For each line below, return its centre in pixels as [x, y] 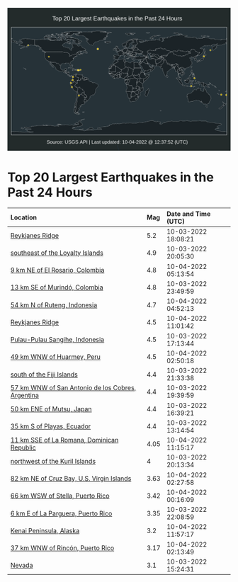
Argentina [24, 395]
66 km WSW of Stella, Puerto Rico [60, 496]
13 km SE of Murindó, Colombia [57, 287]
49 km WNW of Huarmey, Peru [56, 357]
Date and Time [188, 214]
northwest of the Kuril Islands [53, 461]
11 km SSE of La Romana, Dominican [64, 440]
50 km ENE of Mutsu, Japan [51, 409]
